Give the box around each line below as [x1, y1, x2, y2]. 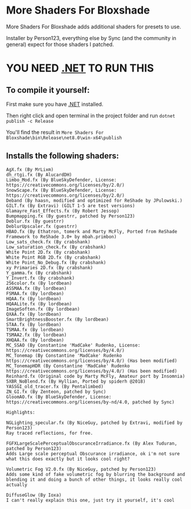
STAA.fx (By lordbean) [6, 321, 62, 328]
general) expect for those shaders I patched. [6, 41, 115, 48]
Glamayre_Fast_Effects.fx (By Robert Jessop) [6, 208, 119, 214]
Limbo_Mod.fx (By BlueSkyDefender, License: [6, 177, 117, 183]
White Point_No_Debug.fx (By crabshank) [6, 259, 107, 266]
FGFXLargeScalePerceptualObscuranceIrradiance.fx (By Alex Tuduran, [6, 441, 177, 446]
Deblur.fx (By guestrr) [6, 218, 65, 224]
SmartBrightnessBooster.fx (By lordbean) [6, 317, 109, 322]
